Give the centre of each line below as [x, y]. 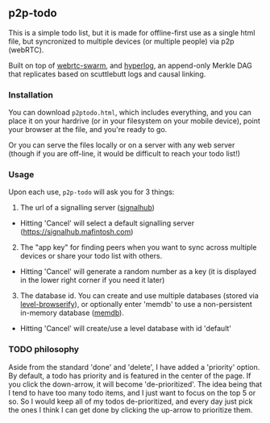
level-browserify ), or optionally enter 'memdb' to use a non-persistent [136, 305]
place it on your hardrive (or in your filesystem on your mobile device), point [134, 121]
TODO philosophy [44, 350]
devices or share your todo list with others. [91, 256]
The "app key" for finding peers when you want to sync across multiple [138, 247]
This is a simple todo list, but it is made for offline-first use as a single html [132, 32]
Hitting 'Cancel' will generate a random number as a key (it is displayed [138, 272]
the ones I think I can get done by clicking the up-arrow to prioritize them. [131, 409]
